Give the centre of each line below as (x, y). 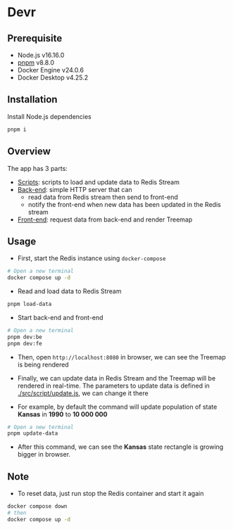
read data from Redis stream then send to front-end (103, 197)
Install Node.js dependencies (49, 116)
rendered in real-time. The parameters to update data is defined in (113, 385)
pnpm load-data (30, 304)
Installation (32, 100)
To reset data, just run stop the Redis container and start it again (111, 494)
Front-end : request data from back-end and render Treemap (105, 219)
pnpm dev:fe (25, 343)
